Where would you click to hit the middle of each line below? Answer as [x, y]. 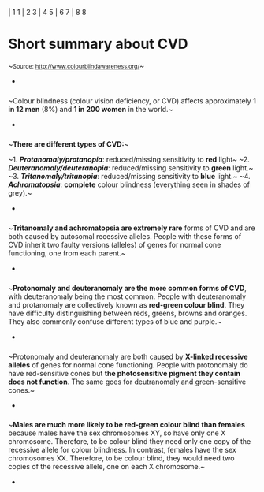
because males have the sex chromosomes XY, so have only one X [117, 433]
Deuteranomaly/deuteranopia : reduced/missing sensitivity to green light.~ [131, 168]
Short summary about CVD [98, 44]
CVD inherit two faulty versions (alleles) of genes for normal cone [115, 244]
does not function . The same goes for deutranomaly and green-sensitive [127, 382]
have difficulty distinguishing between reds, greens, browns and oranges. [128, 313]
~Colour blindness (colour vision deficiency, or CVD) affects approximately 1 [132, 101]
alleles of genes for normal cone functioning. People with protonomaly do [128, 365]
